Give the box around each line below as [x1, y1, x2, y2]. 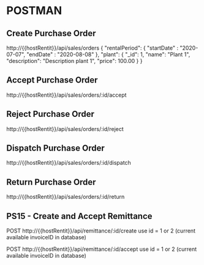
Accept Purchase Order [6, 75, 98, 86]
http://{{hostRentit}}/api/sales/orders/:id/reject [6, 125, 124, 132]
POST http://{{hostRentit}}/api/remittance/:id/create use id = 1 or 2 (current [6, 227, 196, 234]
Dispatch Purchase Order [6, 143, 105, 154]
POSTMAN [6, 4, 62, 18]
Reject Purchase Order [6, 109, 95, 119]
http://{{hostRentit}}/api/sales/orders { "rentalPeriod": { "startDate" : [6, 44, 179, 51]
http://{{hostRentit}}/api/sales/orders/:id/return [6, 193, 125, 201]
